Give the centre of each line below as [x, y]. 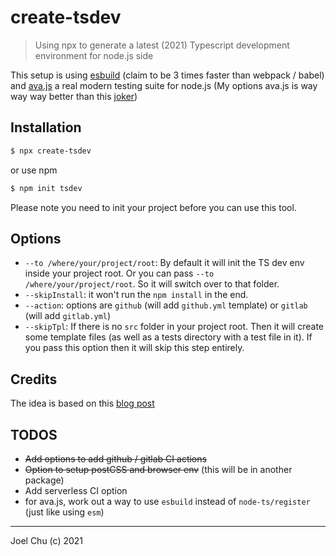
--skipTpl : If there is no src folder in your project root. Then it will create [174, 327]
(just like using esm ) [64, 512]
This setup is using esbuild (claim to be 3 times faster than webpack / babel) [167, 75]
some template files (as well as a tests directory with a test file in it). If [168, 337]
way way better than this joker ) [74, 96]
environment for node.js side [94, 55]
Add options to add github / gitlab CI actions [115, 458]
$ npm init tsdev [46, 188]
